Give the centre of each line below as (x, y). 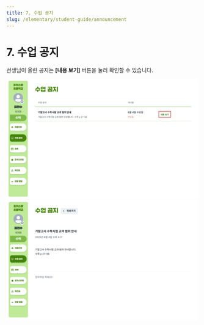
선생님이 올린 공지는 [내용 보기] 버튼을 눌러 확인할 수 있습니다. (80, 70)
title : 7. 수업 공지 (30, 13)
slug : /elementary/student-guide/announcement (67, 19)
